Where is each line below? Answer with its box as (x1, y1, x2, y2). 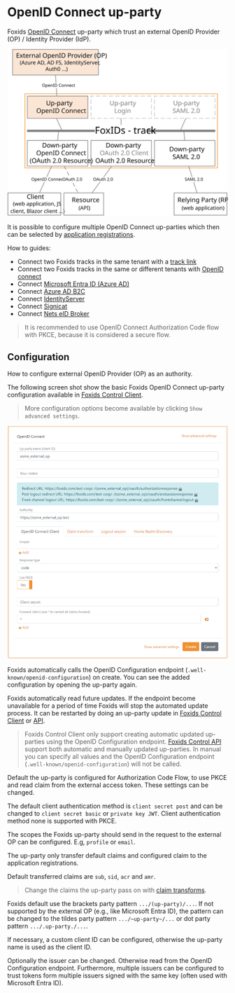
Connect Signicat (17, 302, 68, 310)
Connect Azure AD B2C (17, 287, 86, 296)
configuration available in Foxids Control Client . (7, 390, 143, 399)
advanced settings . (24, 411, 80, 420)
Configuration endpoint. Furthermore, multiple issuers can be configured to (7, 964, 225, 973)
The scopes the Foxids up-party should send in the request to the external (7, 830, 222, 839)
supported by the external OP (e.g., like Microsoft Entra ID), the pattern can (7, 907, 224, 915)
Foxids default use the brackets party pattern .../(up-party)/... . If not (7, 900, 214, 908)
